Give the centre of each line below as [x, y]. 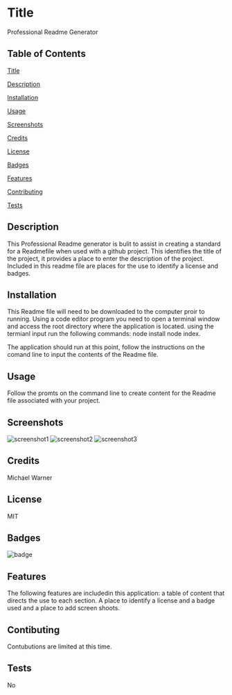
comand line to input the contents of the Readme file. [83, 355]
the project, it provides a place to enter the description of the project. [106, 258]
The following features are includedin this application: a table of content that [116, 593]
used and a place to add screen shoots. [63, 608]
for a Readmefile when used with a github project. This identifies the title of [114, 251]
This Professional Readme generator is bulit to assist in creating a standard [114, 244]
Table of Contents [47, 54]
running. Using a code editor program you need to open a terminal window [114, 319]
